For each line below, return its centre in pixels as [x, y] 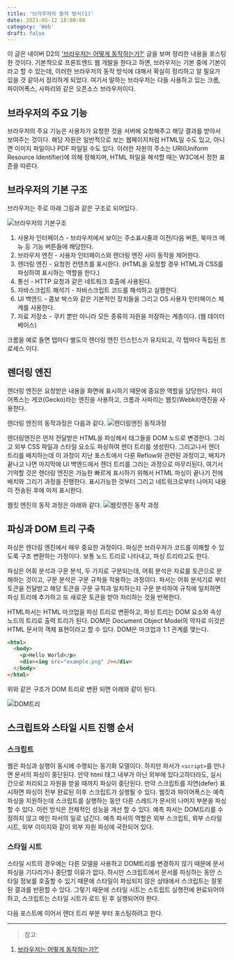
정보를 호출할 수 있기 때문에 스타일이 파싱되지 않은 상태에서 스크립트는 [115, 880]
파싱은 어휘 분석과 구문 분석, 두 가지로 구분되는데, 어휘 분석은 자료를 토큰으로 [111, 571]
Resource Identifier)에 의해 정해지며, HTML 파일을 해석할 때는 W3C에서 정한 [112, 157]
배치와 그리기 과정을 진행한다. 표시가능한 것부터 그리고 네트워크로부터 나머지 [110, 481]
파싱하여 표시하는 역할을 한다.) [58, 272]
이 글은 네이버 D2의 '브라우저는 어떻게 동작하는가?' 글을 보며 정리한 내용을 [107, 54]
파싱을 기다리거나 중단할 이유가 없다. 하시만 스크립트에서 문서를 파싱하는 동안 [111, 872]
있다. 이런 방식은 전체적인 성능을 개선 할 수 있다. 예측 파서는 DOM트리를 [119, 809]
